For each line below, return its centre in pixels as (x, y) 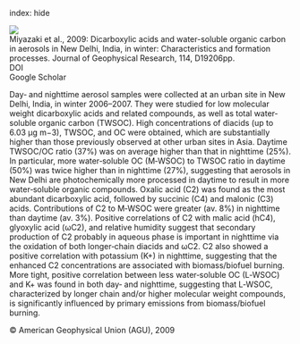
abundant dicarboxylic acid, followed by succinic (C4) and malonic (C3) (141, 199)
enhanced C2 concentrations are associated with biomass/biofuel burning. (147, 265)
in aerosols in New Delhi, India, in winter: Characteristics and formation (140, 49)
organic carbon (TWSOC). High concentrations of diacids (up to (156, 123)
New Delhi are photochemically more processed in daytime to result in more (149, 180)
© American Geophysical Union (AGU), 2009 (92, 330)
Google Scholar (38, 77)
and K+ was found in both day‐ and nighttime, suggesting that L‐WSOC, (141, 284)
